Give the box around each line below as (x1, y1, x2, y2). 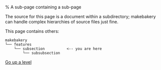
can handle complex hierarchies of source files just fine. (5, 19, 119, 24)
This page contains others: (5, 28, 59, 34)
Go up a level (5, 59, 32, 65)
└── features (5, 42, 32, 47)
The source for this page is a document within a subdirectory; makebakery (5, 14, 156, 19)
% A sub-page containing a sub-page (5, 4, 82, 10)
